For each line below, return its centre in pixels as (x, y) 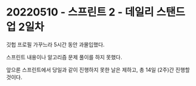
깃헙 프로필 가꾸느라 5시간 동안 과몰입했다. (55, 44)
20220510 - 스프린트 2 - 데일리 (80, 12)
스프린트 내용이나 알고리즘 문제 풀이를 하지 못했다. (64, 57)
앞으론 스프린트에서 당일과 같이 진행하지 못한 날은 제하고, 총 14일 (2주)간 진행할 (98, 69)
